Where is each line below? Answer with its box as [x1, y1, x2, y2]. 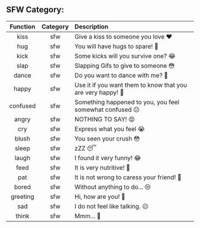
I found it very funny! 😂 [74, 154, 142, 162]
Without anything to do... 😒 [74, 183, 151, 191]
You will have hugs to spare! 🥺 [74, 42, 159, 50]
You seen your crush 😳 [74, 134, 140, 142]
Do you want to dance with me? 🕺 [74, 71, 168, 79]
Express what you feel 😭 [74, 124, 145, 133]
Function [10, 22, 36, 30]
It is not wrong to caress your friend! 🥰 [74, 173, 182, 181]
